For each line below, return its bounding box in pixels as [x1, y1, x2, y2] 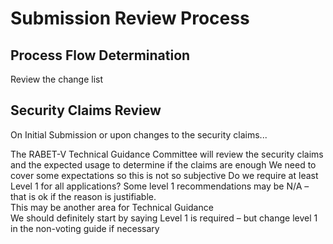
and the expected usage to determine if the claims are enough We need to [10, 158, 317, 171]
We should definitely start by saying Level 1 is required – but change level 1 [10, 212, 318, 224]
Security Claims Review [10, 102, 162, 119]
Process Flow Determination [10, 47, 191, 64]
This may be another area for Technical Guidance [10, 201, 214, 213]
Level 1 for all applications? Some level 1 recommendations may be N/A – [10, 180, 310, 192]
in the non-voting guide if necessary [10, 222, 160, 234]
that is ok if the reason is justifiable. [10, 190, 157, 202]
